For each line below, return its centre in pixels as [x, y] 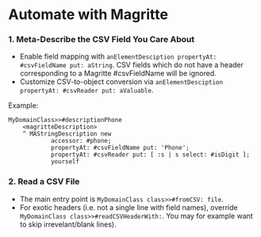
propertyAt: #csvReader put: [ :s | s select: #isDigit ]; [150, 155]
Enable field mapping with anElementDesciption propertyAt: [118, 56]
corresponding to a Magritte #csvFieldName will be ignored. [118, 74]
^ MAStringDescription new [67, 134]
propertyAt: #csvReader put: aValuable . [86, 90]
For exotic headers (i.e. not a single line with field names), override [129, 207]
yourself [65, 162]
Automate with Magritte [88, 15]
